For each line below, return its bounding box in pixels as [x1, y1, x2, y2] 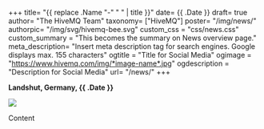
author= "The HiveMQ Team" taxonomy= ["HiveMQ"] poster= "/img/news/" [8, 16, 257, 26]
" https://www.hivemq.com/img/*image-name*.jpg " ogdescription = [8, 58, 230, 68]
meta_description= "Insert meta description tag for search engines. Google [8, 42, 256, 51]
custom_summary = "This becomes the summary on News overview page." [8, 33, 257, 42]
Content [8, 113, 35, 123]
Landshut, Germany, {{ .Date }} [8, 83, 114, 92]
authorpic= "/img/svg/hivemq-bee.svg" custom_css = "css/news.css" [8, 25, 239, 34]
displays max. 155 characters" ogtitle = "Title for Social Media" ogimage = [8, 50, 252, 59]
